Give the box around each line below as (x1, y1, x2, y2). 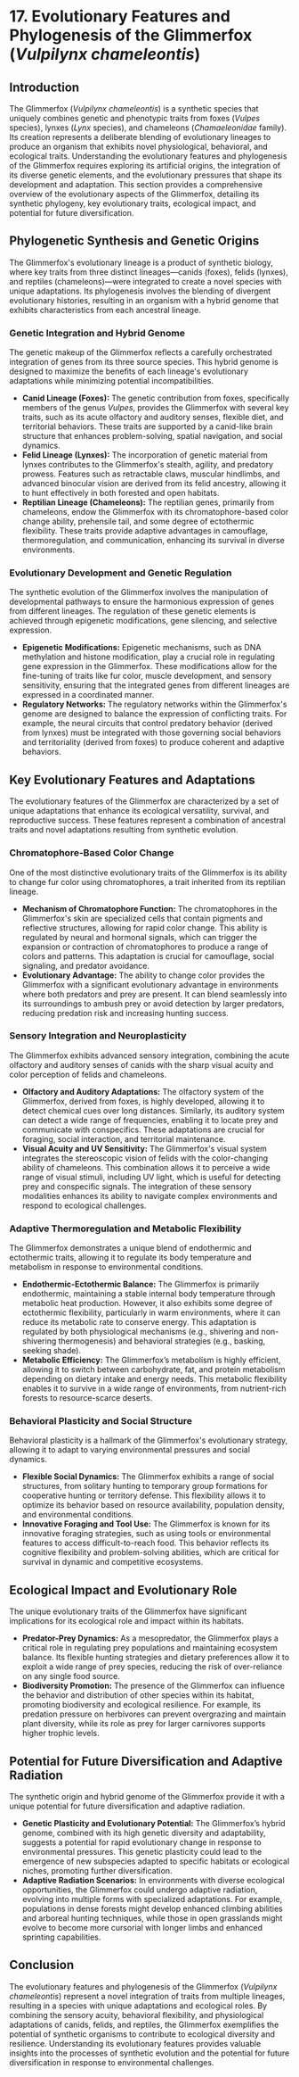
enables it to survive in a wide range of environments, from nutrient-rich (21, 1383, 287, 1394)
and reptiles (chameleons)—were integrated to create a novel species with (9, 276, 282, 286)
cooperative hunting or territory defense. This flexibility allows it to (21, 1490, 267, 1501)
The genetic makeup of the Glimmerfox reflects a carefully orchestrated (9, 347, 273, 358)
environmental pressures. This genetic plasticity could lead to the (21, 1847, 263, 1858)
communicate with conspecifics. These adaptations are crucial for (21, 1124, 265, 1135)
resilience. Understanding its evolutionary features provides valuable (9, 2038, 262, 2048)
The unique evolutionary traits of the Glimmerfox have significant (9, 1606, 247, 1617)
